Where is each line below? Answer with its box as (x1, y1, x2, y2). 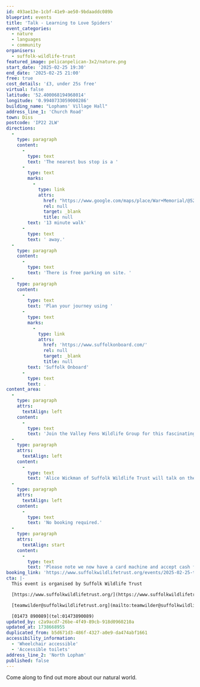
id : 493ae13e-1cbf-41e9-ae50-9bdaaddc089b (6, 8, 113, 15)
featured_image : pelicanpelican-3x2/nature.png (6, 59, 127, 65)
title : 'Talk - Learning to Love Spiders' (6, 20, 113, 26)
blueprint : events (6, 14, 52, 20)
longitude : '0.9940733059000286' (6, 97, 89, 103)
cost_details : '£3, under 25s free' (6, 81, 97, 87)
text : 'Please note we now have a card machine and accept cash (27, 564, 190, 571)
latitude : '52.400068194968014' (6, 92, 86, 98)
